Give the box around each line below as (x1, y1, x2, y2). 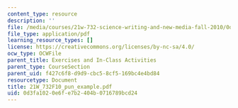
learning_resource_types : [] (7, 37, 93, 44)
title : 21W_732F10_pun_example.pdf (7, 83, 113, 90)
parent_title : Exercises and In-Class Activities (7, 57, 157, 64)
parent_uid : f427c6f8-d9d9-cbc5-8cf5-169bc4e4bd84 (7, 70, 160, 77)
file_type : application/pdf (7, 30, 91, 38)
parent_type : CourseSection (7, 63, 91, 70)
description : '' (7, 17, 55, 24)
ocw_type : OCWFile (7, 50, 62, 58)
